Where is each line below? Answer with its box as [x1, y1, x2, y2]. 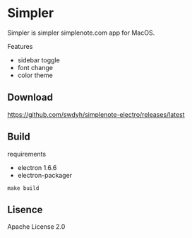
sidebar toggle [17, 55, 60, 64]
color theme [17, 71, 53, 79]
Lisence [7, 203, 43, 215]
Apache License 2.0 [7, 222, 66, 231]
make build [7, 184, 40, 192]
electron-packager [17, 171, 73, 179]
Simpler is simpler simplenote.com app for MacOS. [7, 28, 155, 37]
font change [17, 63, 53, 72]
